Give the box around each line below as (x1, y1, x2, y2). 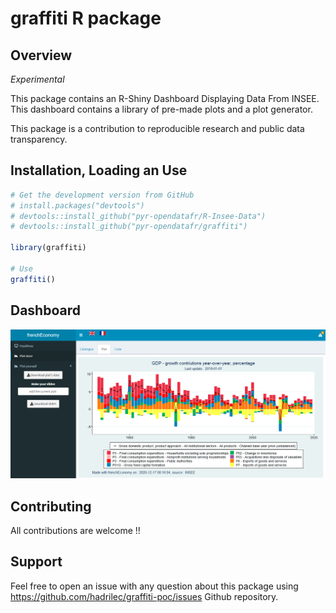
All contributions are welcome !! (10, 525, 141, 537)
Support (10, 553, 63, 571)
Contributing (10, 498, 92, 515)
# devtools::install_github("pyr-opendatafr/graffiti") (10, 222, 248, 232)
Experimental (10, 73, 65, 85)
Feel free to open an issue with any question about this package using (10, 580, 299, 592)
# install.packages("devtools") (10, 200, 145, 211)
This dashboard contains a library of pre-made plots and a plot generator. (10, 103, 313, 115)
